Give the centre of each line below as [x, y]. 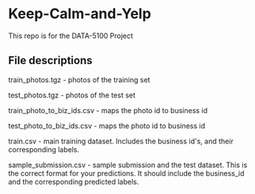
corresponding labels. [44, 149]
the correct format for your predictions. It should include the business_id [126, 173]
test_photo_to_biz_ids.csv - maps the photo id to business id [107, 126]
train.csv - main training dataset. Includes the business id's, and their [121, 141]
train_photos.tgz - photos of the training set [79, 79]
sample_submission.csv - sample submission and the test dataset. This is [128, 165]
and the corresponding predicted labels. [74, 181]
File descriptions [50, 61]
